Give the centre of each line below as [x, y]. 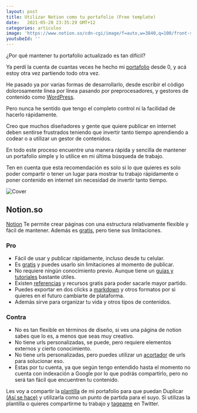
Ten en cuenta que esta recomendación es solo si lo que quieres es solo [93, 167]
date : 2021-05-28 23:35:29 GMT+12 [51, 22]
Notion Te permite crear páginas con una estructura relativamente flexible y [97, 224]
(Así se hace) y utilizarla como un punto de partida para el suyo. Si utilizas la [98, 398]
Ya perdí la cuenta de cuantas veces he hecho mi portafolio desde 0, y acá [96, 67]
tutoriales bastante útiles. [45, 277]
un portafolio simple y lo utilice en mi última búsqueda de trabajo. [85, 156]
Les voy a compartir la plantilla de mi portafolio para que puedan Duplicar [95, 391]
